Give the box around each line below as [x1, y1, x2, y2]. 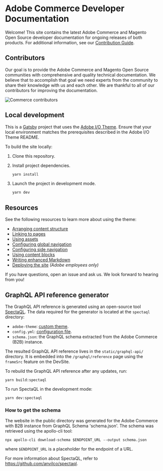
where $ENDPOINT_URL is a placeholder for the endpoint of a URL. [5, 446, 133, 452]
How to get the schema [5, 407, 61, 414]
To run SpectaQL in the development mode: [5, 386, 92, 392]
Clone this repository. [12, 153, 55, 159]
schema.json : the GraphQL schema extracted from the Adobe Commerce [12, 334, 158, 340]
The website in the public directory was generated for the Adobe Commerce [5, 418, 158, 424]
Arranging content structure [12, 226, 68, 232]
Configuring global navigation [12, 241, 72, 247]
